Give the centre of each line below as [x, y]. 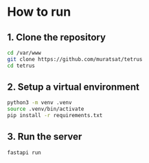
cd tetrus [21, 66]
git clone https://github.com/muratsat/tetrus [75, 59]
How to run [39, 12]
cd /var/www [24, 53]
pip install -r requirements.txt [55, 116]
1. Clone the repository [57, 37]
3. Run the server [45, 137]
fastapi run [24, 152]
